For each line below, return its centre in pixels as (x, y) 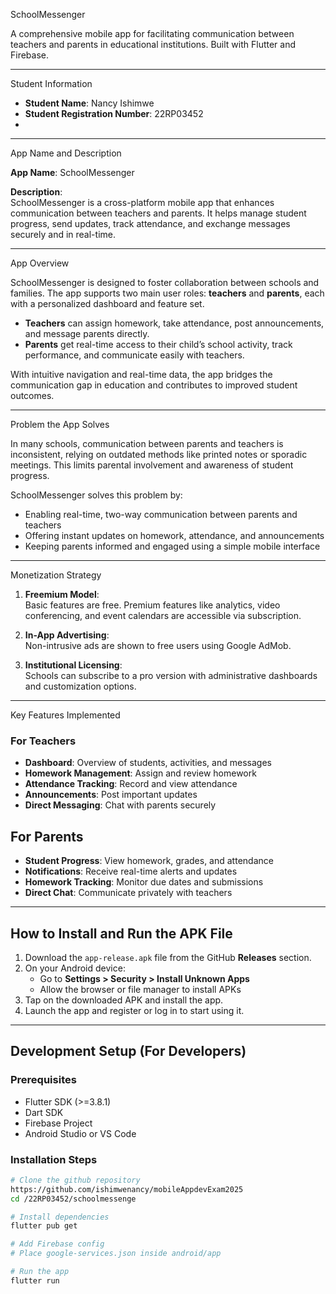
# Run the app (40, 1272)
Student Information (51, 83)
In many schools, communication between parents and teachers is (147, 443)
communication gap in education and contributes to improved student (154, 385)
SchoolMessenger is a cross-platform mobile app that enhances (142, 202)
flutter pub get (44, 1226)
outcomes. (32, 395)
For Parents (47, 836)
